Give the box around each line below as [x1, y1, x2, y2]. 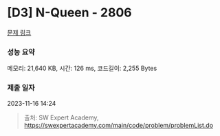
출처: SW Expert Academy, [23, 113, 99, 122]
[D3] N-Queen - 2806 [7, 5, 132, 21]
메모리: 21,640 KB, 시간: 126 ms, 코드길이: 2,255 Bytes [7, 64, 157, 73]
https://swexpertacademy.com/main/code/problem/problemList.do [23, 121, 214, 129]
